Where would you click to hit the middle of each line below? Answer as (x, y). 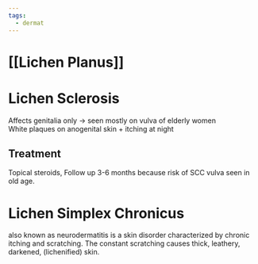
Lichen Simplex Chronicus (96, 213)
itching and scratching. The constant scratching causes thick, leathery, (124, 243)
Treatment (35, 154)
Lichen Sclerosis (64, 98)
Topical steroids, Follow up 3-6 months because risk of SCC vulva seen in (129, 173)
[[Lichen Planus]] (66, 62)
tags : (17, 15)
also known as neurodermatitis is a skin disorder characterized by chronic (129, 235)
